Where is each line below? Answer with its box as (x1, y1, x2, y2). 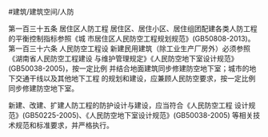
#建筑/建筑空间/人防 (8, 7, 74, 16)
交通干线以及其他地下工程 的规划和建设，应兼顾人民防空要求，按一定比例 (14, 74, 256, 83)
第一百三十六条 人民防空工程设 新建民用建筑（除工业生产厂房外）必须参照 (8, 44, 250, 53)
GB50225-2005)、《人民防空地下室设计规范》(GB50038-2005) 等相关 (25, 111, 254, 119)
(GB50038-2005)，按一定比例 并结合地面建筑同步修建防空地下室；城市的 (8, 64, 250, 73)
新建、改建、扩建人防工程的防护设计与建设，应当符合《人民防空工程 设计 (8, 100, 249, 110)
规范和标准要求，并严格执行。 (14, 120, 114, 130)
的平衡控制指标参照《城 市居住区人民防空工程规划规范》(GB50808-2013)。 (8, 34, 255, 43)
